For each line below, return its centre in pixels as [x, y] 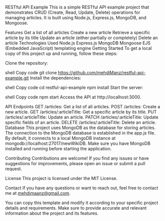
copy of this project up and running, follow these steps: [61, 53]
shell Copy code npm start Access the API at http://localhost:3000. [73, 97]
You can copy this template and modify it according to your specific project [82, 203]
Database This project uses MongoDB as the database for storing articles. [80, 128]
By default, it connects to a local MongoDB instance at [61, 138]
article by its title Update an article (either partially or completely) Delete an [82, 38]
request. [14, 169]
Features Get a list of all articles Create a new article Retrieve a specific [78, 32]
